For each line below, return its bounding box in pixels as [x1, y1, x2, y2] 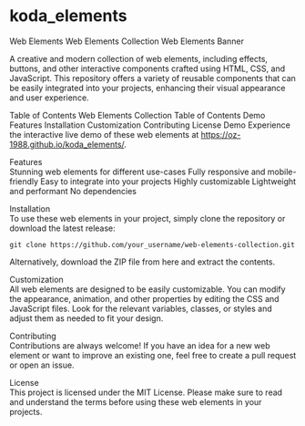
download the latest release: [9, 223, 116, 234]
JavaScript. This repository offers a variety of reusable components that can [9, 72, 296, 83]
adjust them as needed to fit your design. [9, 312, 164, 324]
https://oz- [200, 129, 241, 140]
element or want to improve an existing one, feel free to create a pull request [9, 349, 297, 360]
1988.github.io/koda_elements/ [9, 139, 125, 150]
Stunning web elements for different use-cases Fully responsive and [9, 166, 266, 177]
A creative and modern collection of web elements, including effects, [9, 53, 269, 64]
